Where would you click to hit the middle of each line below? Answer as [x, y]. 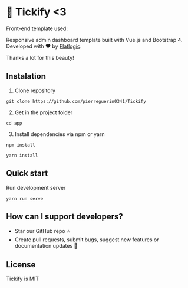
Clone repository [35, 90]
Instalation [26, 76]
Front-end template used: [37, 28]
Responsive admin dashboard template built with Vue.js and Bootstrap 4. [94, 40]
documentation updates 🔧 [46, 246]
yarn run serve [25, 198]
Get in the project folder [44, 112]
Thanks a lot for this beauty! [40, 57]
